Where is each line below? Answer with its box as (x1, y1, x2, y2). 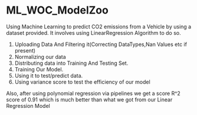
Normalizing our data (14, 53, 66, 60)
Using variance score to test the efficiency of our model (14, 78, 150, 86)
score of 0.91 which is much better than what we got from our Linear (6, 96, 173, 103)
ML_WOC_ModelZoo (6, 4, 109, 17)
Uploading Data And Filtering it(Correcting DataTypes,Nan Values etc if (14, 41, 188, 48)
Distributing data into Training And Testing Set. (14, 60, 129, 67)
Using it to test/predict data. (14, 72, 83, 79)
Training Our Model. (14, 65, 64, 73)
